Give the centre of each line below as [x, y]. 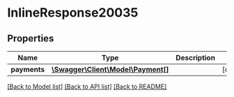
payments [28, 69]
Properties [31, 38]
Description [195, 58]
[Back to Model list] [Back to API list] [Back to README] [87, 87]
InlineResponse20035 [73, 13]
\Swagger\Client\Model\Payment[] [110, 69]
